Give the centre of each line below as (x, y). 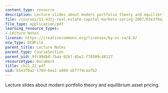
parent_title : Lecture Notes (35, 47)
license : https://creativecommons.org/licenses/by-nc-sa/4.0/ (71, 38)
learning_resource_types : (32, 29)
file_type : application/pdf (34, 24)
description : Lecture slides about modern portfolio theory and (73, 15)
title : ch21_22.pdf (25, 66)
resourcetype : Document (30, 61)
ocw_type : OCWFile (24, 43)
